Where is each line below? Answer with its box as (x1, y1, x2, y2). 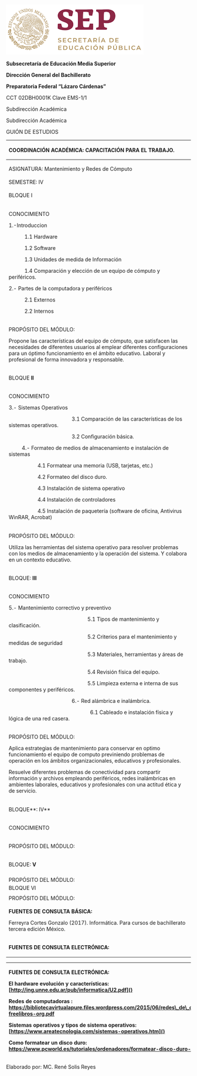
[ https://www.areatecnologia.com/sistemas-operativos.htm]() (8, 1028, 165, 1034)
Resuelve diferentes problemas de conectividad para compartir (8, 769, 161, 776)
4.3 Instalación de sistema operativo (37, 485, 125, 492)
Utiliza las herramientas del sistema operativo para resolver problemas (8, 543, 179, 550)
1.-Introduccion (8, 222, 47, 229)
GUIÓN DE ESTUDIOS (6, 128, 59, 135)
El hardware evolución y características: (8, 980, 110, 987)
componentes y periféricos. (8, 686, 75, 693)
